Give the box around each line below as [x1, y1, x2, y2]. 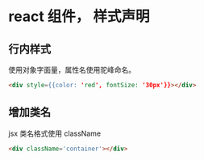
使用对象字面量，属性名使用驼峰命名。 [8, 65, 135, 74]
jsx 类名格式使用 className [8, 128, 102, 138]
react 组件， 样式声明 [8, 7, 150, 26]
